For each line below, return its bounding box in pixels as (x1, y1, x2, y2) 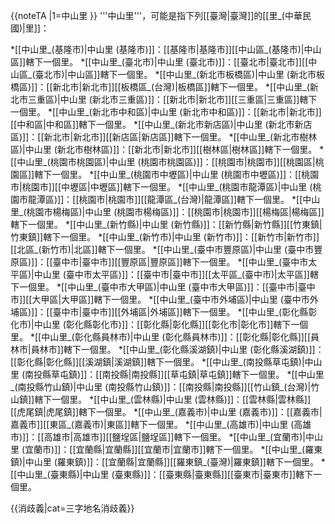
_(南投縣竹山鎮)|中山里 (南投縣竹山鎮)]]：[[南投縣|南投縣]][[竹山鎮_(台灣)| (10, 381, 312, 393)
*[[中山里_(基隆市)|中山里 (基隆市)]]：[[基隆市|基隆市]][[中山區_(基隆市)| (10, 44, 305, 55)
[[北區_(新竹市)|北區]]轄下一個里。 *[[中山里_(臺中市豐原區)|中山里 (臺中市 (10, 244, 315, 255)
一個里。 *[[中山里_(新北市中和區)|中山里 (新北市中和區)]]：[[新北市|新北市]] (10, 106, 322, 118)
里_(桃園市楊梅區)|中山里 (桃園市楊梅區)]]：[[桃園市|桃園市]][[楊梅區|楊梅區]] (10, 206, 325, 218)
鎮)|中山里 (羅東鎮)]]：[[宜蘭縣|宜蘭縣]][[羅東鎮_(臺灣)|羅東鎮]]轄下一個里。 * (10, 456, 326, 468)
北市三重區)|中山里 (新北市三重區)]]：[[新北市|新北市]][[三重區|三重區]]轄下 (10, 94, 318, 105)
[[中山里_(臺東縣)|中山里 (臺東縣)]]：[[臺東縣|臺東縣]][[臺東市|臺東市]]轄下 (10, 469, 313, 480)
